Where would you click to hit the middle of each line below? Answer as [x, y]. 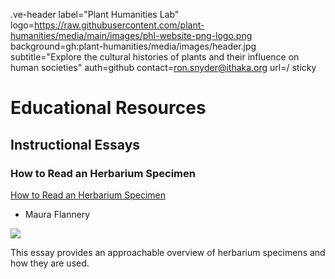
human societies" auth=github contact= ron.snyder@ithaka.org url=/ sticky [163, 67]
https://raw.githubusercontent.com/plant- [119, 25]
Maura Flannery [57, 214]
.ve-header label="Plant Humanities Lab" [95, 14]
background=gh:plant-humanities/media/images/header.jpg [133, 46]
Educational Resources [108, 108]
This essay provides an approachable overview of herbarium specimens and [168, 252]
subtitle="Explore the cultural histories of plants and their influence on [155, 57]
